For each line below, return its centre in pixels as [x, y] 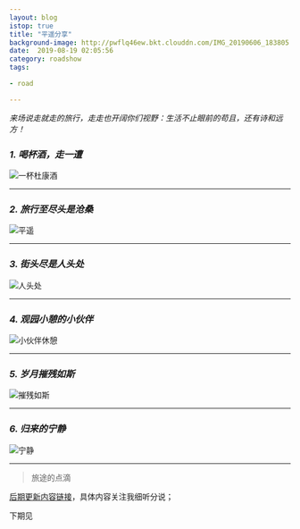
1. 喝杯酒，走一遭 [46, 155]
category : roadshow [46, 59]
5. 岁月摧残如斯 [42, 374]
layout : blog [33, 17]
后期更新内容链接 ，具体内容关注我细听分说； [92, 496]
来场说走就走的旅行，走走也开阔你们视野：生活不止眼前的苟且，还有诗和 [142, 118]
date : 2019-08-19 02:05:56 [62, 51]
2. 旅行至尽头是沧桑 [51, 209]
